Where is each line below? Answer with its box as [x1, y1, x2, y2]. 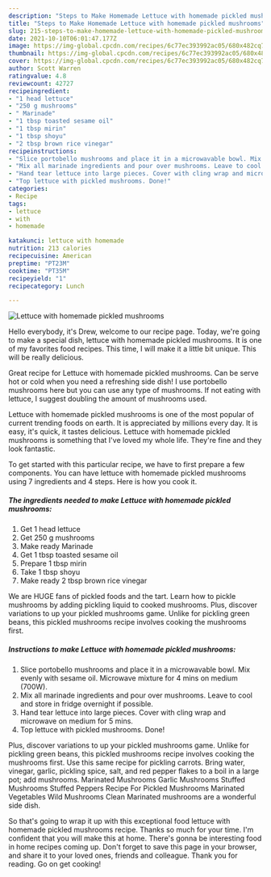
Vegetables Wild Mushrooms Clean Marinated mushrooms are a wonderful [8, 792, 256, 802]
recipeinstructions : [8, 147, 78, 155]
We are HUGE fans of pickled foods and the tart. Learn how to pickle [8, 592, 236, 601]
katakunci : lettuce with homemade [8, 237, 125, 245]
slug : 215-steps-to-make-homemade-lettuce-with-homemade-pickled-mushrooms [8, 27, 269, 35]
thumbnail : [8, 49, 45, 57]
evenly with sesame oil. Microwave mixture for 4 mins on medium [19, 673, 238, 683]
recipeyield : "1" [8, 274, 67, 283]
